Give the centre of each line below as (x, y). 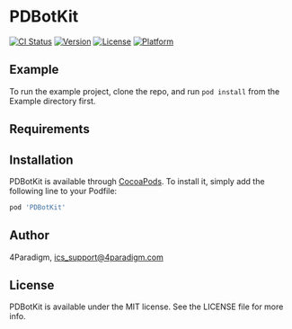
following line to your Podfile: (63, 191)
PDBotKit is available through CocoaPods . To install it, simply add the (137, 181)
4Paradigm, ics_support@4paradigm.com (86, 257)
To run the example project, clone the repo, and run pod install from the (145, 91)
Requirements (49, 129)
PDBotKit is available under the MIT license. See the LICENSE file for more (146, 307)
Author (29, 236)
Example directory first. (53, 101)
